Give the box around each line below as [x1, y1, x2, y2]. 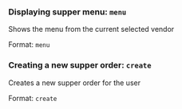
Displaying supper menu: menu [8, 6, 127, 18]
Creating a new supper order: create [8, 60, 152, 71]
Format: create [8, 93, 57, 103]
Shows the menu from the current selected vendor [8, 25, 175, 34]
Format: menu [8, 40, 50, 49]
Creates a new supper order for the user [8, 78, 141, 88]
